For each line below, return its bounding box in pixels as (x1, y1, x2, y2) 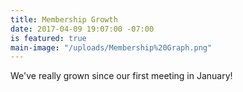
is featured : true (10, 33, 87, 43)
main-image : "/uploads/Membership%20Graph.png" (10, 42, 213, 53)
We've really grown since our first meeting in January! (10, 70, 233, 82)
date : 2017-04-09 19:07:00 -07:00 (10, 24, 155, 34)
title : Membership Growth (10, 14, 118, 25)
